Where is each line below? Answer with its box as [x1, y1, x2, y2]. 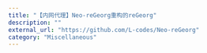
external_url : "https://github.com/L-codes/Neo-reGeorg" [8, 26, 200, 34]
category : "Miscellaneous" [8, 33, 97, 41]
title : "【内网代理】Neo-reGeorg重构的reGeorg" [8, 11, 157, 19]
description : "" [8, 19, 62, 26]
